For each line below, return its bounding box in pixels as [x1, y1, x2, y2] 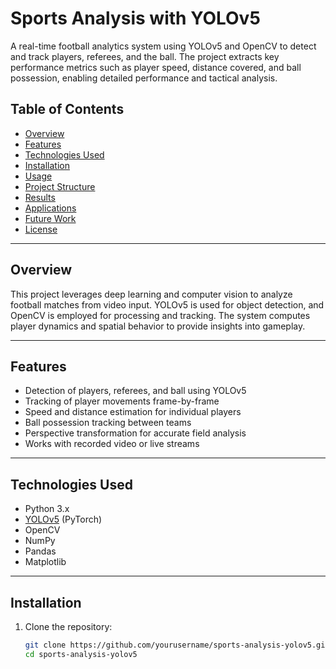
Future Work [24, 212, 77, 224]
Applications [24, 202, 77, 214]
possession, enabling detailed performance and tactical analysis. [10, 72, 278, 84]
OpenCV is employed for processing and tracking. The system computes [10, 309, 311, 321]
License [24, 223, 58, 235]
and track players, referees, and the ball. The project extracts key [10, 50, 280, 62]
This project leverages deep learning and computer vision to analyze [10, 288, 293, 300]
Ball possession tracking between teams [24, 417, 192, 429]
